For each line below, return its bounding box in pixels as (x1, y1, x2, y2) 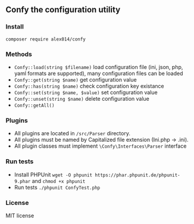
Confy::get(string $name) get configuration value (14, 76, 137, 83)
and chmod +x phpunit (32, 177, 86, 184)
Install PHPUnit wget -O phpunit (14, 171, 93, 178)
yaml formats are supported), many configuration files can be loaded (14, 70, 183, 77)
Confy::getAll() (14, 102, 55, 108)
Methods (5, 50, 32, 58)
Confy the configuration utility (5, 5, 121, 15)
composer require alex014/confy (5, 36, 86, 42)
